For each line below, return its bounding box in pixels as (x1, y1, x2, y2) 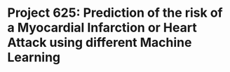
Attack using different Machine (7, 35, 192, 50)
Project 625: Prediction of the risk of (7, 5, 223, 21)
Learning (7, 50, 61, 66)
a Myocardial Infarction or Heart (7, 20, 198, 36)
